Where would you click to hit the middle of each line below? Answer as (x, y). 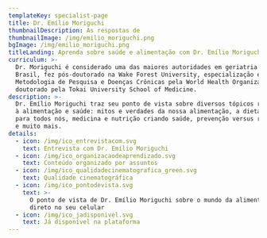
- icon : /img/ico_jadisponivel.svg (74, 215)
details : (23, 133)
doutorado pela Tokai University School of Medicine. (106, 89)
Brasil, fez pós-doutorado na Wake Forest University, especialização (135, 75)
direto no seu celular (67, 207)
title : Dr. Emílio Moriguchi (56, 23)
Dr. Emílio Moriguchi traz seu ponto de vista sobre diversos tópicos (135, 104)
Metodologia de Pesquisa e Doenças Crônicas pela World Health (122, 82)
